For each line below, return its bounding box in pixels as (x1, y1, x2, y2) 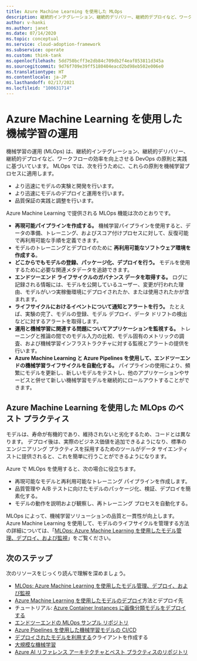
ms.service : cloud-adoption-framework (6, 42, 101, 48)
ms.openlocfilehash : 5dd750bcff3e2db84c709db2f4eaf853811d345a (6, 58, 164, 64)
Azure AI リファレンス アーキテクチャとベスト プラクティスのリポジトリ (14, 649, 189, 656)
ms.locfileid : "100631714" (6, 85, 72, 91)
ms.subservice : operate (6, 47, 64, 53)
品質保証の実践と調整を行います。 (14, 197, 97, 204)
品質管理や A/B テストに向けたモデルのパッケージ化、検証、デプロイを (14, 485, 186, 492)
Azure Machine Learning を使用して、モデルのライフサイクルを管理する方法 (6, 519, 189, 527)
